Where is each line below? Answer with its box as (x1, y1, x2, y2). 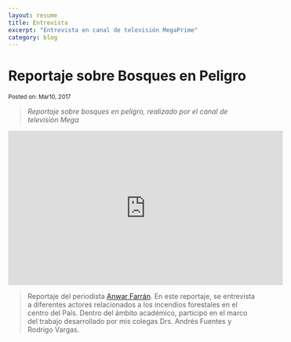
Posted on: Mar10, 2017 (8, 93, 71, 101)
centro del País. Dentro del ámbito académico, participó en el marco (27, 308, 248, 318)
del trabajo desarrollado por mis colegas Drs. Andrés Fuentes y (27, 317, 232, 326)
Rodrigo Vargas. (27, 325, 80, 334)
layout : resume (8, 11, 58, 20)
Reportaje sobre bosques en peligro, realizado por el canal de (27, 107, 228, 116)
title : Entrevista (8, 19, 68, 27)
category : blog (8, 33, 58, 42)
